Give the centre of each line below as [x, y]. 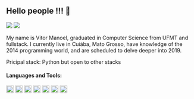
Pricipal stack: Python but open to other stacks [64, 62]
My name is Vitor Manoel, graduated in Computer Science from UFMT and [97, 38]
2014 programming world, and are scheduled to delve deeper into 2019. [94, 50]
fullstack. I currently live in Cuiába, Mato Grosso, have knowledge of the [94, 44]
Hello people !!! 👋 [38, 11]
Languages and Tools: [34, 76]
